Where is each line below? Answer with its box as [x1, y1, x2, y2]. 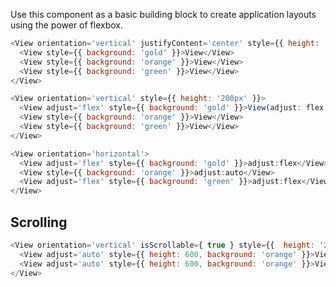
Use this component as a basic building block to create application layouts [10, 9, 317, 20]
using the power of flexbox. [10, 19, 124, 31]
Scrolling [10, 214, 68, 231]
